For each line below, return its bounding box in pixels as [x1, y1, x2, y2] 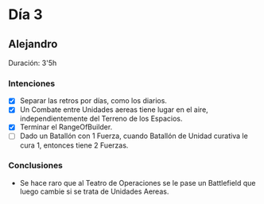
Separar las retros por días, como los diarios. [19, 96, 167, 106]
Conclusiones [8, 160, 64, 171]
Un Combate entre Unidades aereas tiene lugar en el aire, [19, 105, 208, 114]
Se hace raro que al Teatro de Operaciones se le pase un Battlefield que [19, 178, 256, 187]
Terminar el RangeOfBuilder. [19, 122, 113, 132]
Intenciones [8, 78, 56, 89]
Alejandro [8, 37, 58, 51]
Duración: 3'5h [8, 58, 57, 67]
